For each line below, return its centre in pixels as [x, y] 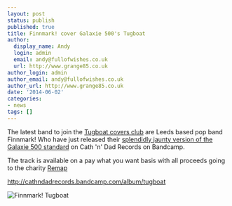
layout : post [26, 14]
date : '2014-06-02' [36, 92]
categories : [25, 99]
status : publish [31, 20]
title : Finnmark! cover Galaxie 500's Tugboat [76, 33]
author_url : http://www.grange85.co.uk [66, 86]
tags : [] [20, 112]
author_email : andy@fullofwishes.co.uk [66, 79]
